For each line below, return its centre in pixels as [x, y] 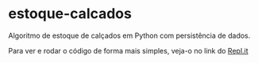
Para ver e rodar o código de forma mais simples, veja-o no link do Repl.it [128, 50]
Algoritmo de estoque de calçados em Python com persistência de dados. [129, 35]
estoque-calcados [70, 14]
